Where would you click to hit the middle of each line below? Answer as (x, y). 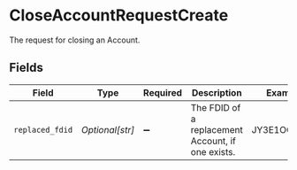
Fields (27, 68)
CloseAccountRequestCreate (119, 15)
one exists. (213, 151)
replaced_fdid (43, 130)
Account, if (213, 141)
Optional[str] (108, 129)
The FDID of (216, 107)
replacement (217, 129)
